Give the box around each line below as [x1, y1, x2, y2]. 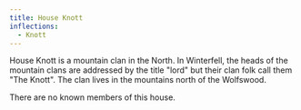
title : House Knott [9, 13, 84, 23]
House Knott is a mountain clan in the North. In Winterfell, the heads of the [9, 55, 288, 66]
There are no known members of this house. [9, 92, 176, 103]
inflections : [9, 22, 59, 31]
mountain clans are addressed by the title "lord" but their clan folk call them [9, 65, 293, 75]
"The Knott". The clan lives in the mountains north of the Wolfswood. [9, 75, 266, 85]
